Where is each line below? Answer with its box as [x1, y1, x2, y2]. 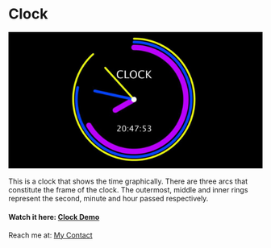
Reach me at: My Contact [8, 230, 93, 240]
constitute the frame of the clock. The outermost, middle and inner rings [8, 185, 248, 195]
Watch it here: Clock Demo [8, 212, 100, 221]
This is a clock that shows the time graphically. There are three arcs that [8, 176, 248, 186]
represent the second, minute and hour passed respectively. [8, 194, 209, 204]
